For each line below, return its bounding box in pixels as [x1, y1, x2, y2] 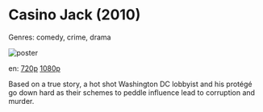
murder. [8, 96, 35, 106]
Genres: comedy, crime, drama [8, 32, 111, 42]
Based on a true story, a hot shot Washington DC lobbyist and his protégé [8, 79, 253, 89]
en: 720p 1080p [8, 63, 61, 73]
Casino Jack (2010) [8, 6, 141, 24]
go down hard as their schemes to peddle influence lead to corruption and [8, 87, 256, 97]
